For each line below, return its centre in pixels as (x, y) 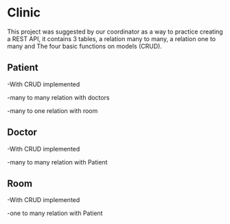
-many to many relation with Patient (57, 162)
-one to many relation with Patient (55, 213)
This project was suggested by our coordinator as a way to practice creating (115, 32)
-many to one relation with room (53, 110)
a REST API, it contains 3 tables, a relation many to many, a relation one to (112, 38)
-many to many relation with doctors (58, 97)
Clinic (24, 13)
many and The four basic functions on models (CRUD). (85, 46)
